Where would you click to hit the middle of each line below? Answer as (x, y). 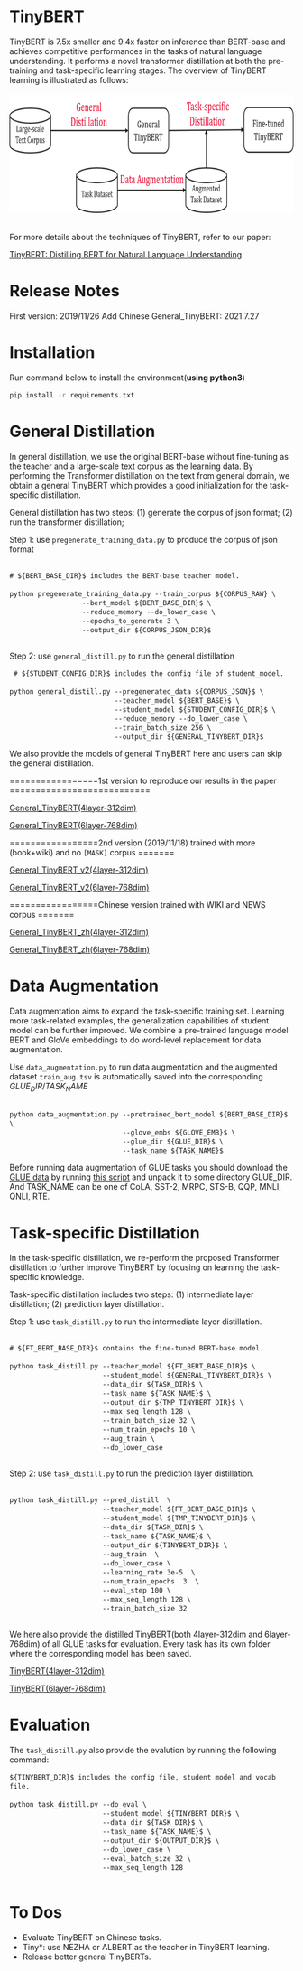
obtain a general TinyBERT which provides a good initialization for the (138, 485)
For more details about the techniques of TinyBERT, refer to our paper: (140, 237)
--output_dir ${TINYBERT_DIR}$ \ (165, 1546)
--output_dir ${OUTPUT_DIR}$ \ (161, 1841)
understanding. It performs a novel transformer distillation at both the (138, 61)
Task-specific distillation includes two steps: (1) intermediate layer (132, 1294)
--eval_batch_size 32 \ (147, 1859)
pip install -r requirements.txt (72, 395)
